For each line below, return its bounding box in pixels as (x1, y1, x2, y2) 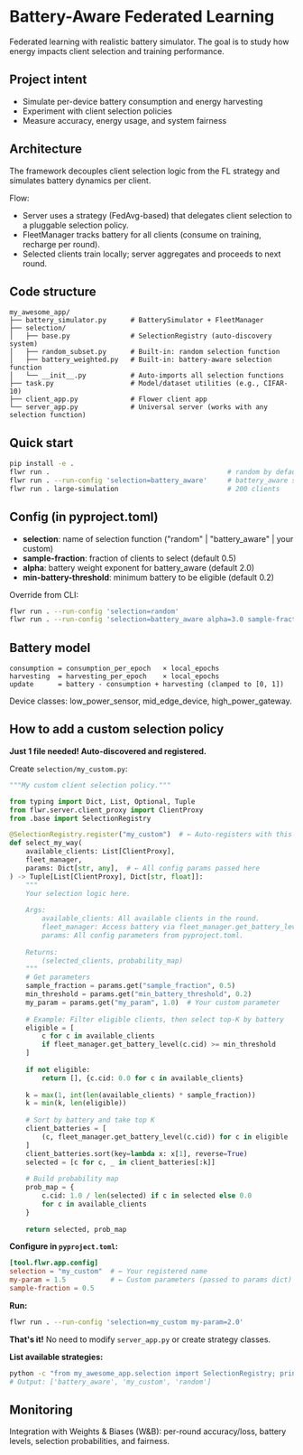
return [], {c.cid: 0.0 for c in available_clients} (41, 1073, 244, 1083)
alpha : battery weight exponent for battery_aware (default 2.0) (22, 562, 255, 573)
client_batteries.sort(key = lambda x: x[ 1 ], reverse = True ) (25, 1149, 248, 1158)
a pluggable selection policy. (22, 219, 129, 230)
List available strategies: (9, 1351, 104, 1362)
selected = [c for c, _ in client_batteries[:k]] (25, 1158, 216, 1167)
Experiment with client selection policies (22, 106, 173, 117)
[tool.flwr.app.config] (9, 1258, 99, 1268)
